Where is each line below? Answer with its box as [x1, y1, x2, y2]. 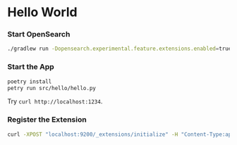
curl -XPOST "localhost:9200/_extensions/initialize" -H [7, 131, 178, 138]
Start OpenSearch [7, 30, 71, 39]
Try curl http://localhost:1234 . [7, 97, 103, 106]
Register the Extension [7, 115, 87, 125]
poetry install [7, 78, 52, 85]
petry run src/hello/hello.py [7, 84, 97, 92]
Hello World [7, 4, 78, 20]
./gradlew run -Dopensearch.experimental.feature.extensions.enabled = [7, 45, 219, 53]
